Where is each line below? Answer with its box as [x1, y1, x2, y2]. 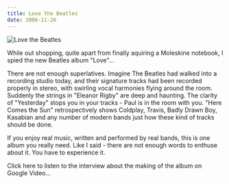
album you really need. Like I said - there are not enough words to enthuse [7, 141, 218, 149]
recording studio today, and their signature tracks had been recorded [7, 76, 202, 84]
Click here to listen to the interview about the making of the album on [7, 161, 202, 170]
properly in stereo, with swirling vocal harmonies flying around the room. [7, 84, 213, 92]
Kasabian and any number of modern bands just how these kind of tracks [7, 113, 215, 121]
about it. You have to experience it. [7, 148, 106, 157]
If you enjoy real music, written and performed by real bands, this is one [7, 133, 210, 141]
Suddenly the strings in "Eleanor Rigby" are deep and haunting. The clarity [7, 91, 218, 100]
